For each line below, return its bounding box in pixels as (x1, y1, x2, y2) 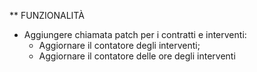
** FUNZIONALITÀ (9, 10, 85, 21)
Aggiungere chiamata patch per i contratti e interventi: (23, 29, 247, 40)
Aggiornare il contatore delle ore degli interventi (38, 50, 236, 62)
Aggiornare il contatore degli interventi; (38, 40, 201, 51)
